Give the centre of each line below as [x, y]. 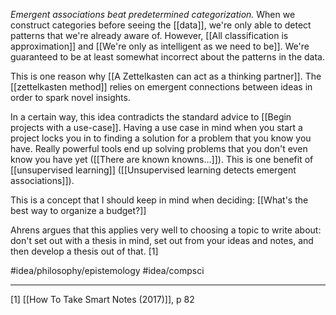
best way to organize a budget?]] [78, 210]
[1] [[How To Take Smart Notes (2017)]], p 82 [102, 299]
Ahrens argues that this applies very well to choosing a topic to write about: [166, 230]
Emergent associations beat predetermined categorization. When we [153, 14]
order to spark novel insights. [70, 97]
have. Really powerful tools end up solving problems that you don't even [159, 148]
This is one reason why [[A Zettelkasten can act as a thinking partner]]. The [166, 76]
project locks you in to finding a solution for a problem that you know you [161, 138]
